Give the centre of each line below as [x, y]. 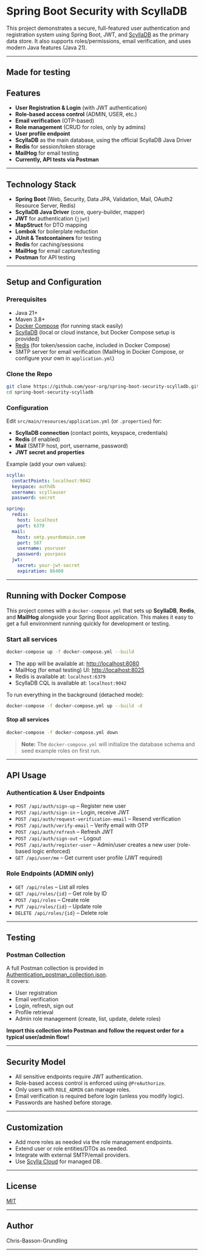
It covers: [18, 981]
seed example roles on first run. [61, 750]
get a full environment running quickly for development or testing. [88, 623]
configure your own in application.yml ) [65, 358]
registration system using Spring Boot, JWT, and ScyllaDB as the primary [98, 34]
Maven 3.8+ [30, 319]
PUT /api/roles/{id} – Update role [58, 906]
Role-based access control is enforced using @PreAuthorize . [90, 1083]
